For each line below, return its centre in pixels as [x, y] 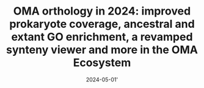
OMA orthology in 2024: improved [102, 11]
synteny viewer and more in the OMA [102, 50]
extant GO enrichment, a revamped [102, 37]
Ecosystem [102, 63]
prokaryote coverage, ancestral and [102, 24]
